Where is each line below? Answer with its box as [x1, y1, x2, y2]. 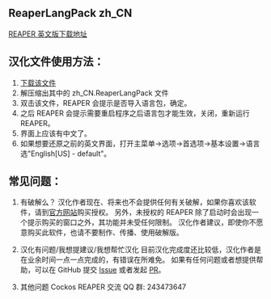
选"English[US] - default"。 [19, 149, 112, 158]
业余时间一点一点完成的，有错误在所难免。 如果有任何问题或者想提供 [27, 255, 256, 265]
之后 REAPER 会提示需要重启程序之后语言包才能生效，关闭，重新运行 [19, 108, 251, 118]
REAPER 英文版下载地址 [8, 28, 87, 39]
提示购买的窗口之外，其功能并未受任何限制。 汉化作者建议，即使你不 [27, 217, 256, 227]
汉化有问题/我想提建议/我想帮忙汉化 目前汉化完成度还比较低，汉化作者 [19, 245, 255, 255]
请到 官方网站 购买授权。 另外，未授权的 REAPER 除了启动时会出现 [34, 208, 252, 217]
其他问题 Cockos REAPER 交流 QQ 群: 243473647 [19, 282, 187, 292]
